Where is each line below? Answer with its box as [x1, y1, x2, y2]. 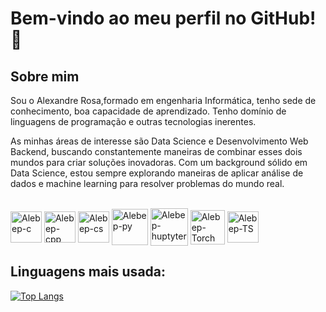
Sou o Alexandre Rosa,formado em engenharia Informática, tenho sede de [10, 95, 317, 106]
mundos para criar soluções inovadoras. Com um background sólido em [10, 157, 308, 168]
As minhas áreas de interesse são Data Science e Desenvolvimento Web [10, 135, 309, 147]
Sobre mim [10, 68, 80, 85]
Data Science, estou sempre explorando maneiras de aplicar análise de [10, 167, 304, 179]
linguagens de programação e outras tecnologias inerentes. [10, 116, 257, 127]
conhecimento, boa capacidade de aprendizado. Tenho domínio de [10, 105, 287, 117]
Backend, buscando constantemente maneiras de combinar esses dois [10, 146, 303, 157]
